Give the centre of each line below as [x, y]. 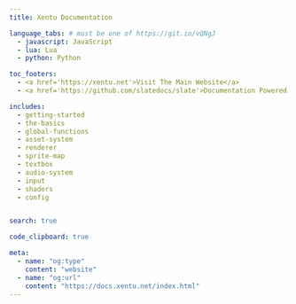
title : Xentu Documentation [61, 17]
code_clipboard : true [49, 237]
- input [31, 181]
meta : [19, 253]
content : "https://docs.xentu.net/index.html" [113, 286]
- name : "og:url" [49, 277]
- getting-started [51, 115]
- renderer [37, 148]
